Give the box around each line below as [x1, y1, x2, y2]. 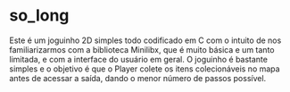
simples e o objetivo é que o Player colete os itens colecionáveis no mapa [9, 63, 280, 74]
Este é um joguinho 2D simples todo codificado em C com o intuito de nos [9, 35, 282, 46]
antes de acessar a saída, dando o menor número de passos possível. [9, 72, 267, 83]
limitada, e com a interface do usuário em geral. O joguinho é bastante [9, 54, 268, 64]
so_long [9, 5, 70, 26]
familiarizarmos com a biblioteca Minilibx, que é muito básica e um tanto [9, 44, 275, 54]
